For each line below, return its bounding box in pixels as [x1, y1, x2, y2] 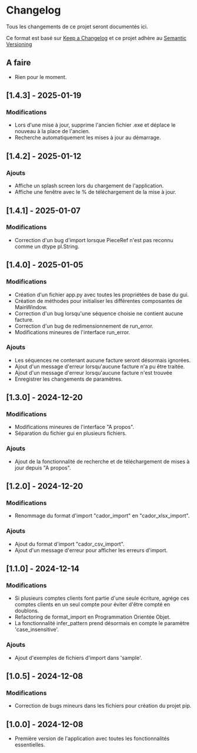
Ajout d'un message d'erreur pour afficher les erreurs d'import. [14, 546, 168, 554]
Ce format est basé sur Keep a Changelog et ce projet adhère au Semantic [6, 34, 187, 41]
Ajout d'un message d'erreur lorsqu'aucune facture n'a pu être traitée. [14, 363, 185, 370]
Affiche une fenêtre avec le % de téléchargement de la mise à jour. [14, 189, 176, 196]
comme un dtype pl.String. [14, 243, 79, 250]
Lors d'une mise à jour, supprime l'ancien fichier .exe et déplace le [14, 121, 176, 128]
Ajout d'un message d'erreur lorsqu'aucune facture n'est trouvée [14, 369, 172, 376]
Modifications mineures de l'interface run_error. [14, 328, 131, 336]
